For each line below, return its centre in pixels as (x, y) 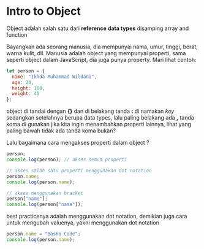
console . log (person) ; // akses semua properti (67, 160)
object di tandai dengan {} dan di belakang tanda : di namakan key (90, 111)
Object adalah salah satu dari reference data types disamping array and (98, 28)
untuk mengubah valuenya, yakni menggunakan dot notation (83, 223)
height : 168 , (28, 88)
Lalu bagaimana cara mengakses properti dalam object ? (78, 143)
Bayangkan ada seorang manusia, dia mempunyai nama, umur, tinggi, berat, (102, 47)
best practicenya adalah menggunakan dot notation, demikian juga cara (97, 216)
